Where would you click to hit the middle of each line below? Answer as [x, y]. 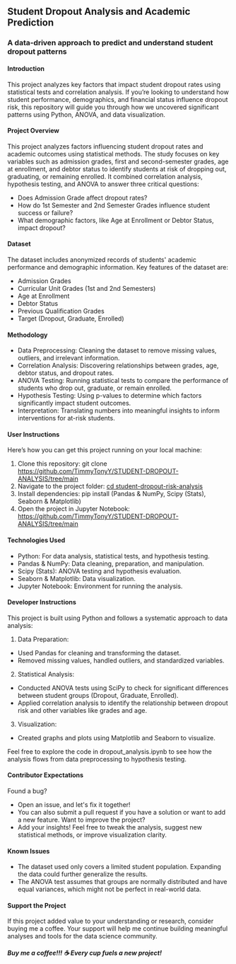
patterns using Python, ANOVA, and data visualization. [87, 114]
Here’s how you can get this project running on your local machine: [105, 450]
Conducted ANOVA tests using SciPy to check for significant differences [123, 688]
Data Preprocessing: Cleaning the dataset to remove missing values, [117, 350]
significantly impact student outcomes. [74, 403]
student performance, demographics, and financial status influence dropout [118, 99]
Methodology [28, 335]
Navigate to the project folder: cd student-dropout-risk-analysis [110, 486]
